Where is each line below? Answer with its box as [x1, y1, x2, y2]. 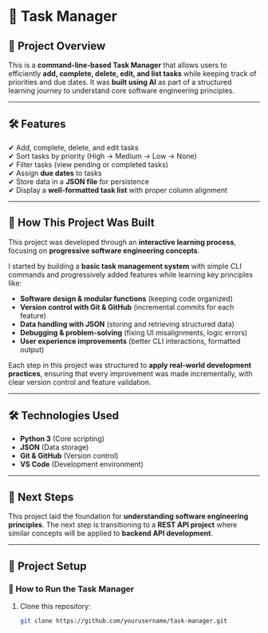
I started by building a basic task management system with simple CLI [8, 261, 242, 270]
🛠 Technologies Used [8, 409, 120, 423]
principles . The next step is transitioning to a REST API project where [8, 520, 238, 530]
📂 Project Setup [8, 559, 87, 573]
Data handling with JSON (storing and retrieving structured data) [19, 319, 235, 329]
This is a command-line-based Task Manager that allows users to [8, 60, 227, 70]
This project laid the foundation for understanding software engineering [8, 511, 249, 521]
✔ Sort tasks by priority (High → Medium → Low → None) [8, 151, 197, 161]
